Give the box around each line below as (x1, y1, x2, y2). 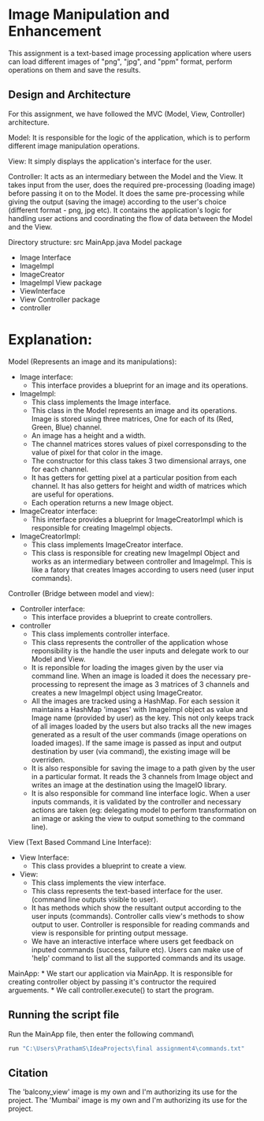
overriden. (31, 755, 65, 764)
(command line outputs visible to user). (31, 894, 159, 904)
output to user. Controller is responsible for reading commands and (31, 920, 250, 929)
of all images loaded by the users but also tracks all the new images (31, 721, 252, 731)
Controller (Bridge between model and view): (8, 588, 154, 598)
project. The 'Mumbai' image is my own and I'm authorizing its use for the (8, 1096, 247, 1105)
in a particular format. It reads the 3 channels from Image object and (31, 771, 254, 781)
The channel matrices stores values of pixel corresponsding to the (31, 439, 247, 448)
